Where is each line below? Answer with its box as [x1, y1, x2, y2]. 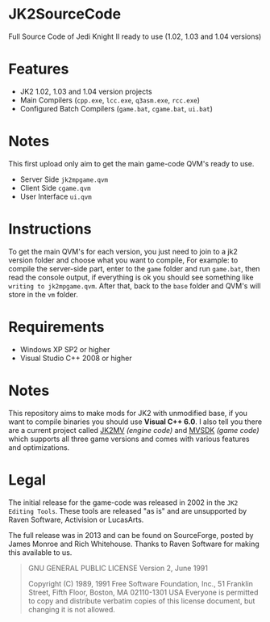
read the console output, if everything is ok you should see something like [8, 272, 254, 282]
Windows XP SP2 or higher [19, 344, 110, 354]
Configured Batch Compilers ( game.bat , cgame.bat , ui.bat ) [19, 103, 214, 113]
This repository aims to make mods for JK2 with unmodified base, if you [8, 408, 248, 418]
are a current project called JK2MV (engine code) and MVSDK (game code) [8, 425, 260, 435]
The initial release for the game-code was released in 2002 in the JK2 [8, 498, 239, 507]
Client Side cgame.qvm [19, 183, 91, 192]
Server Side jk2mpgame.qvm [19, 174, 109, 184]
